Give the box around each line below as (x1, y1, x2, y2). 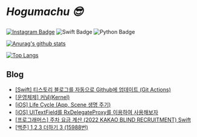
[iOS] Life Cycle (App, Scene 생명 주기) (15, 101, 111, 108)
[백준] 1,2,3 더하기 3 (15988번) (15, 124, 89, 131)
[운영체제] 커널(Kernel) (15, 94, 70, 101)
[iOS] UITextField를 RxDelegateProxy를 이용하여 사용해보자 (15, 109, 158, 116)
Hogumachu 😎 (6, 5, 83, 19)
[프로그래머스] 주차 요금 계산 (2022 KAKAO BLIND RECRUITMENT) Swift (15, 116, 192, 123)
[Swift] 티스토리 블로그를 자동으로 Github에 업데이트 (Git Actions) (15, 86, 171, 93)
